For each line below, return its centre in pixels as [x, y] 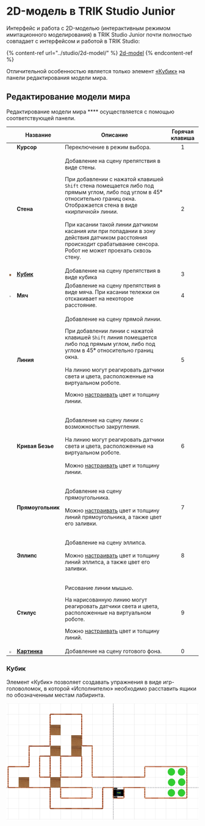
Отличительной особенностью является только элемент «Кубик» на [96, 71]
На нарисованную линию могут [106, 600]
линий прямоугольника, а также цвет [113, 517]
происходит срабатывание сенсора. [112, 244]
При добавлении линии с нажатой [109, 331]
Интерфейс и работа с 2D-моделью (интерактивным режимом [88, 28]
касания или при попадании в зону [110, 231]
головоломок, [24, 688]
